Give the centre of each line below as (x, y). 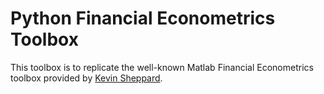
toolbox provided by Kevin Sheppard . (86, 78)
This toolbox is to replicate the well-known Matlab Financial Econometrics (162, 67)
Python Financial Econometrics (143, 18)
